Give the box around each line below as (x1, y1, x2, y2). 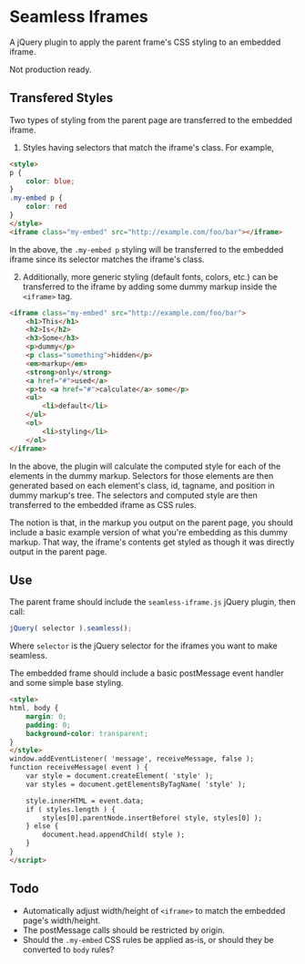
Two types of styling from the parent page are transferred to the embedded (9, 114, 293, 125)
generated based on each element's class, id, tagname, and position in (9, 480, 275, 491)
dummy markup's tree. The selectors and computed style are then (9, 490, 258, 501)
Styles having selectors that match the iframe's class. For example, (22, 141, 275, 152)
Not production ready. (9, 64, 93, 75)
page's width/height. (22, 915, 101, 926)
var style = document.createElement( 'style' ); (25, 772, 214, 781)
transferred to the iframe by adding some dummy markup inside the (22, 281, 278, 292)
